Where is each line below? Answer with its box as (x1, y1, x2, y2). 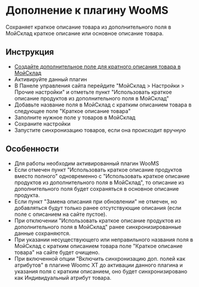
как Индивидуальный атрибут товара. (14, 274, 112, 281)
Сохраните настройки (14, 120, 71, 127)
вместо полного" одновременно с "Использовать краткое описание (14, 172, 190, 179)
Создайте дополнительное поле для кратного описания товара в (14, 63, 181, 70)
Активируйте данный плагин (14, 75, 87, 83)
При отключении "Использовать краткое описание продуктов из (14, 216, 181, 224)
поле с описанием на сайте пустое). (14, 210, 107, 218)
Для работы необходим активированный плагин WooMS (14, 160, 160, 167)
